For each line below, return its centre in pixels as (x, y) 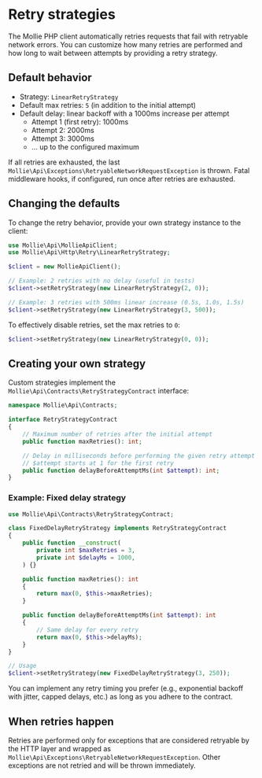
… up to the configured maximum (85, 146)
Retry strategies (62, 15)
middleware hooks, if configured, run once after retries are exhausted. (122, 179)
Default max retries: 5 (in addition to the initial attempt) (108, 105)
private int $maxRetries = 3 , (86, 551)
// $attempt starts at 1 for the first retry (98, 463)
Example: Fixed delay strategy (67, 498)
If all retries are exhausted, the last (64, 162)
